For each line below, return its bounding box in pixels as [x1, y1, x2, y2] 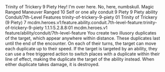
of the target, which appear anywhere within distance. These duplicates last [5, 36, 160, 41]
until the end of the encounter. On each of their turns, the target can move [5, 40, 157, 46]
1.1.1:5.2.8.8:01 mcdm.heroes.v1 [44, 25, 108, 31]
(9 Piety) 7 [5, 20, 26, 25]
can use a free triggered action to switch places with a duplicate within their [5, 51, 160, 57]
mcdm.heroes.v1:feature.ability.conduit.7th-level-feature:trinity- [27, 20, 157, 25]
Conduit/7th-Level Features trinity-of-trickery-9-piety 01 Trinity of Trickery [5, 14, 158, 20]
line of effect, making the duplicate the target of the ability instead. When [5, 56, 155, 62]
